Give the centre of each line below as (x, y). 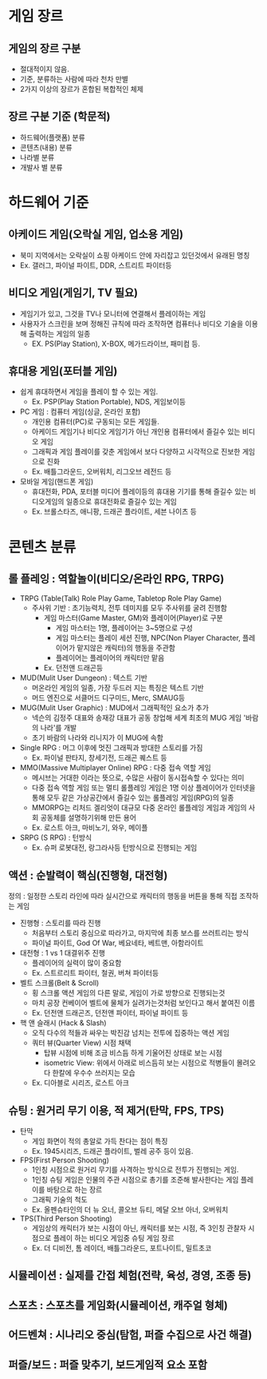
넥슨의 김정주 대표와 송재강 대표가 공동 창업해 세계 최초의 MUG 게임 (137, 718)
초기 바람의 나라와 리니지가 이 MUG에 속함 (97, 738)
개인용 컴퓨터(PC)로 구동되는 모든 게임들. (95, 422)
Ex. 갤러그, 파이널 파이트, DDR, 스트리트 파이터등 (96, 265)
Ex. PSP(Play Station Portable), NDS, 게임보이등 (108, 402)
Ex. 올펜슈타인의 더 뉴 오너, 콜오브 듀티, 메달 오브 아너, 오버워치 (130, 1210)
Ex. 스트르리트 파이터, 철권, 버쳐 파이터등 (95, 973)
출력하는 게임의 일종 (59, 333)
